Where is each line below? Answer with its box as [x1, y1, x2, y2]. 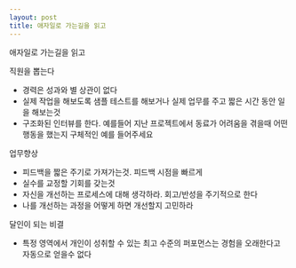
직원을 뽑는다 [9, 66, 55, 76]
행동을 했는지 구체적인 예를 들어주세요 [21, 129, 154, 139]
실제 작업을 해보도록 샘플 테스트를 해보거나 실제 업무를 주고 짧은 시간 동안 [21, 95, 276, 106]
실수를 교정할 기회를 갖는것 [21, 177, 116, 188]
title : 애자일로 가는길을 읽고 [9, 21, 107, 30]
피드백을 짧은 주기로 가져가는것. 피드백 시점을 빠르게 [21, 166, 203, 177]
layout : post [9, 12, 58, 22]
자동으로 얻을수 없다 [21, 248, 92, 259]
